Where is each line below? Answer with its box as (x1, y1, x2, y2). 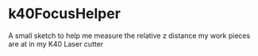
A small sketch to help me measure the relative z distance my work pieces (8, 31, 251, 40)
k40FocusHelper (8, 5, 121, 23)
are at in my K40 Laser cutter (8, 39, 104, 48)
